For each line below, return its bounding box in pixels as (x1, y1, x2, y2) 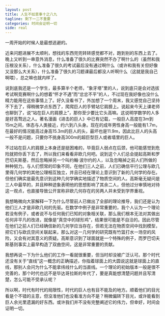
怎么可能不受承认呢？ (13, 277, 57, 283)
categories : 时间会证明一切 (5, 21, 57, 26)
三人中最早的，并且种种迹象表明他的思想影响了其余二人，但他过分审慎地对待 (5, 182, 160, 188)
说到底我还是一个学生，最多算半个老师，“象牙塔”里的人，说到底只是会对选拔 (5, 85, 160, 91)
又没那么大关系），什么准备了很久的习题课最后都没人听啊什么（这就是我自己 (5, 68, 158, 74)
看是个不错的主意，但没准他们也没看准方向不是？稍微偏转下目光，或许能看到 (5, 293, 160, 299)
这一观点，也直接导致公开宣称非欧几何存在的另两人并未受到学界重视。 (5, 188, 147, 194)
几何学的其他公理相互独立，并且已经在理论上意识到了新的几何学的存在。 (13, 169, 160, 175)
